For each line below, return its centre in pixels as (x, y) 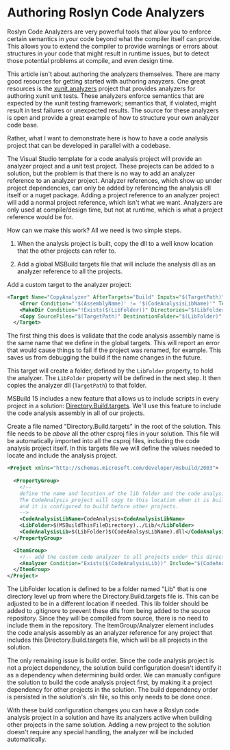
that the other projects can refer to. (66, 251)
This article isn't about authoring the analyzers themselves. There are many (114, 74)
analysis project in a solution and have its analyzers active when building (110, 718)
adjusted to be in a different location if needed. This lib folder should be (108, 603)
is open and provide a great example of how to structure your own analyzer (113, 117)
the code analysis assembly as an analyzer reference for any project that (110, 633)
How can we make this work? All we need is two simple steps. (94, 230)
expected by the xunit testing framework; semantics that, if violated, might (112, 103)
